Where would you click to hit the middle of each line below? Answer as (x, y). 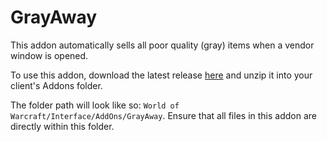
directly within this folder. (62, 126)
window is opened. (49, 55)
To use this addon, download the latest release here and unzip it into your (161, 75)
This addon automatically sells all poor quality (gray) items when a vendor (162, 45)
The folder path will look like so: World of (95, 105)
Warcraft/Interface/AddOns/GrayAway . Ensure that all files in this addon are (163, 115)
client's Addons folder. (56, 85)
